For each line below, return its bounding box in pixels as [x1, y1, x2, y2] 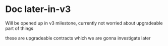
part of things [5, 25, 34, 31]
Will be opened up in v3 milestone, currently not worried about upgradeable [5, 20, 163, 26]
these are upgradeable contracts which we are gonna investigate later [5, 35, 151, 41]
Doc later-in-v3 [5, 3, 71, 15]
